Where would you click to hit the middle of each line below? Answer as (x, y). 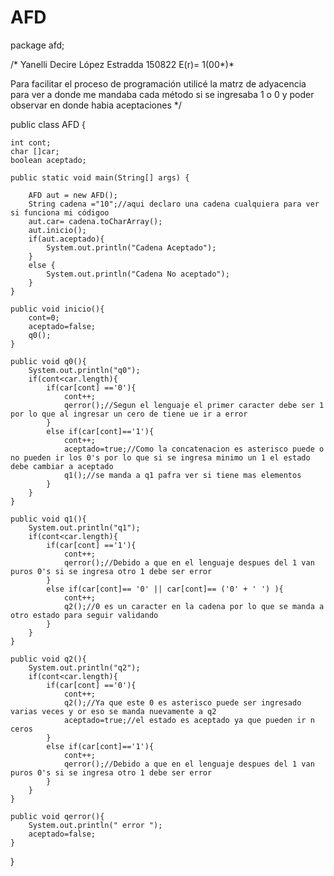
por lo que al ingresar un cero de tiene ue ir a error (129, 414)
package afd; (37, 45)
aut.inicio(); (57, 230)
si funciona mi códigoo (60, 212)
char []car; (35, 151)
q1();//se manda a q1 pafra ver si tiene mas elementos (182, 475)
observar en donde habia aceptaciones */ (96, 105)
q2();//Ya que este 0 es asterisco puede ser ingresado (182, 702)
